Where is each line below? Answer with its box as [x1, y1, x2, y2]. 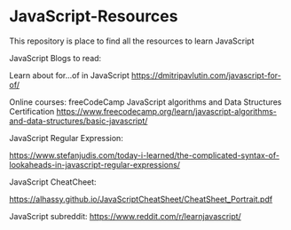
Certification [9, 106, 55, 116]
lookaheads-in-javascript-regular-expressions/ [9, 159, 180, 170]
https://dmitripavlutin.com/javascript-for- [131, 69, 281, 81]
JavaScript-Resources [9, 6, 178, 27]
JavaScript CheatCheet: [9, 176, 97, 187]
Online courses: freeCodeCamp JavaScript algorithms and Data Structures [9, 96, 282, 107]
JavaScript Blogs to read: [9, 52, 102, 63]
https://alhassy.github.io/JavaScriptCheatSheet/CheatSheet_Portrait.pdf [9, 194, 273, 204]
